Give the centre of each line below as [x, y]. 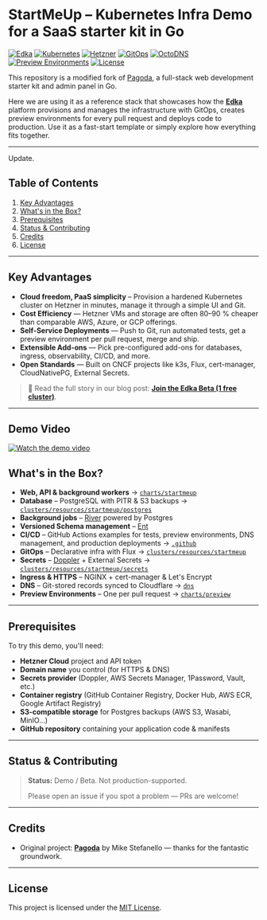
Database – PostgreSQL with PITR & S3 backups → [104, 501]
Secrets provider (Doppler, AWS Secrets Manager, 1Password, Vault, [132, 678]
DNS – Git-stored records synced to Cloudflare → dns [107, 585]
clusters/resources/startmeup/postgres [86, 510]
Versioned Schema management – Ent [84, 527]
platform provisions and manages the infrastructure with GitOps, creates [126, 110]
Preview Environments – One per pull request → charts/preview [125, 594]
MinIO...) [34, 720]
